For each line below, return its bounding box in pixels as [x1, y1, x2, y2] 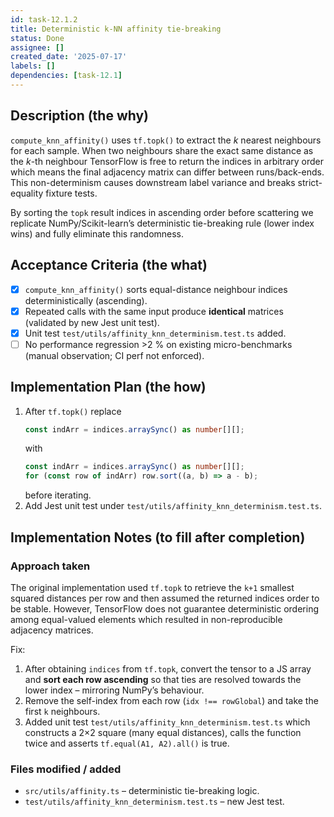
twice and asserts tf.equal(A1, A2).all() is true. [24, 737, 230, 749]
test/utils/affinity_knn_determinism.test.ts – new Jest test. [24, 796, 285, 808]
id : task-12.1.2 [10, 14, 78, 25]
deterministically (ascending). [24, 294, 148, 306]
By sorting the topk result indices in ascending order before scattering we [10, 206, 314, 218]
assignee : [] [10, 42, 65, 53]
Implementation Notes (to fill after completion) [10, 529, 306, 546]
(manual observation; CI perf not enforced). [24, 349, 205, 361]
